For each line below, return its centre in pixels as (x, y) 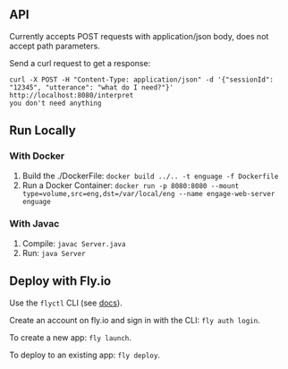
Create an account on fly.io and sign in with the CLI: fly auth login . (135, 320)
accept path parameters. (55, 46)
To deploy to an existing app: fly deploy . (85, 355)
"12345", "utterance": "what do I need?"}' (92, 87)
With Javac (34, 224)
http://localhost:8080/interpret (72, 95)
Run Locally (42, 130)
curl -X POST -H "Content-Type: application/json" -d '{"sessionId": (142, 80)
